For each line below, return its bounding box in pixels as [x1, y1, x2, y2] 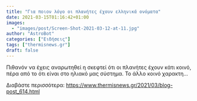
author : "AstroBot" [6, 31, 55, 37]
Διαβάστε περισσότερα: [6, 81, 65, 89]
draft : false [6, 48, 39, 53]
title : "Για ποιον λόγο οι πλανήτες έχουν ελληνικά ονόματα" [6, 8, 161, 15]
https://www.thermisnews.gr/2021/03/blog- [65, 81, 173, 89]
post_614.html [6, 87, 40, 95]
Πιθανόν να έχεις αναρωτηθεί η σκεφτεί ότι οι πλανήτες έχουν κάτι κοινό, [6, 64, 192, 71]
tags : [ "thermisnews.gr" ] [6, 42, 70, 48]
